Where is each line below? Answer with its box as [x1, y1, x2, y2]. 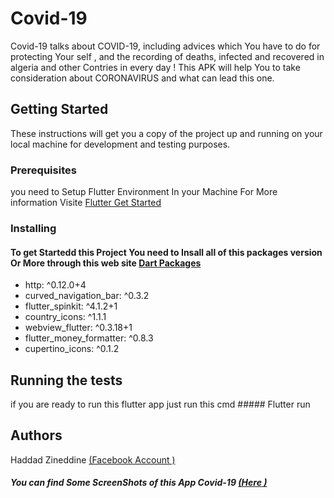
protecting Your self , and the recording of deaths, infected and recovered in [10, 50, 325, 62]
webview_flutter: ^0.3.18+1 [24, 322, 133, 334]
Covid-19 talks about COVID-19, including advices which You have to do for [10, 40, 321, 52]
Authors [10, 427, 63, 444]
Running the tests [10, 372, 123, 389]
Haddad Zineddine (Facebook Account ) [10, 453, 176, 466]
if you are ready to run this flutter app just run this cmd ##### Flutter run [10, 398, 311, 410]
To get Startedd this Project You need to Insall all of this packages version [10, 246, 323, 258]
